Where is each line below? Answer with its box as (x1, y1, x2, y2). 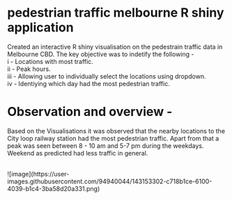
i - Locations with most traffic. (7, 57, 94, 65)
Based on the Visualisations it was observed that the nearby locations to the (7, 126, 225, 135)
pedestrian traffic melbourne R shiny (7, 5, 224, 21)
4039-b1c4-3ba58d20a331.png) (7, 184, 100, 192)
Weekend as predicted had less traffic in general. (7, 149, 148, 157)
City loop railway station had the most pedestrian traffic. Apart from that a (7, 134, 219, 142)
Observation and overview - (7, 104, 173, 119)
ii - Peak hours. (7, 65, 51, 73)
